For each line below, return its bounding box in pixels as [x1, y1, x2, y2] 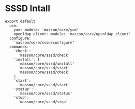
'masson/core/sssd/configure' [14, 40, 75, 45]
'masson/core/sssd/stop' [17, 99, 68, 104]
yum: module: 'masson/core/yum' [14, 27, 79, 32]
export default [5, 19, 36, 24]
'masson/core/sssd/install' [17, 61, 75, 66]
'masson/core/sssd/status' [17, 91, 73, 96]
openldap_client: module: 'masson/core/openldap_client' [14, 31, 131, 36]
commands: [9, 44, 29, 49]
